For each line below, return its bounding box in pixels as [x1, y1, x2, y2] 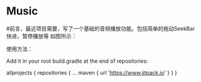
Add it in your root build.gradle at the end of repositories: [6, 57, 148, 65]
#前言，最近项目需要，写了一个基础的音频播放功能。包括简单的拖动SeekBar [6, 25, 196, 32]
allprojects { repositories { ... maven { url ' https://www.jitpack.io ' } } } [6, 69, 177, 76]
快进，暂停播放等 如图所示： [6, 32, 77, 40]
